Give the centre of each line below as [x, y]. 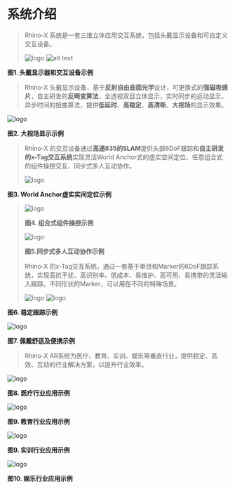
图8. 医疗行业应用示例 [39, 393]
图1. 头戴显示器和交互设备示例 [50, 72]
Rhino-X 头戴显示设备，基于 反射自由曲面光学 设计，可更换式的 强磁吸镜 [126, 87]
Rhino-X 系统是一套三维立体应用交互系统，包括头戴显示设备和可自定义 [126, 35]
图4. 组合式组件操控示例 [59, 222]
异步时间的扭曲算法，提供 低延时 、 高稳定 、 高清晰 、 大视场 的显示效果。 [126, 105]
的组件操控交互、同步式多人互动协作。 [80, 166]
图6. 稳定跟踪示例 [33, 312]
